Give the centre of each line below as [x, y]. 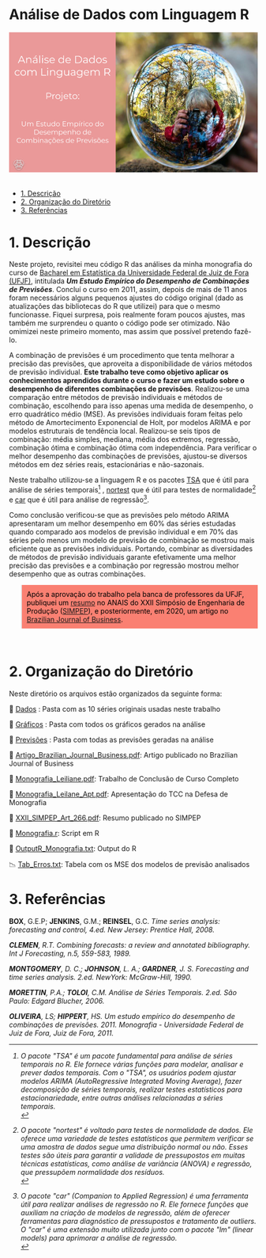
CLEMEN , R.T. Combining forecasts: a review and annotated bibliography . [130, 944]
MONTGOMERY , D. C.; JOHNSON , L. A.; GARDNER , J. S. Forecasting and [129, 968]
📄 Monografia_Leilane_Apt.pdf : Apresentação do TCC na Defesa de [118, 794]
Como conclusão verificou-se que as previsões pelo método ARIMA [119, 515]
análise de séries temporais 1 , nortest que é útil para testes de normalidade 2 [133, 489]
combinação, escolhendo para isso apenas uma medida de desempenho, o [131, 406]
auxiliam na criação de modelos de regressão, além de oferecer [125, 1212]
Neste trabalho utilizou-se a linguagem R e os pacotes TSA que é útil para [129, 480]
